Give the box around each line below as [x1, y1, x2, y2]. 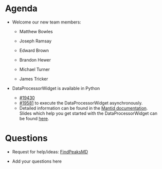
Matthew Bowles [19, 28, 53, 34]
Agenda [5, 3, 37, 14]
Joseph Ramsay [19, 38, 52, 44]
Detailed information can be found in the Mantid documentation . [19, 105, 148, 111]
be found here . [19, 115, 50, 121]
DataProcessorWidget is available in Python [12, 85, 100, 91]
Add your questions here [12, 158, 62, 164]
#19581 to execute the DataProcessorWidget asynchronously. [19, 100, 143, 106]
